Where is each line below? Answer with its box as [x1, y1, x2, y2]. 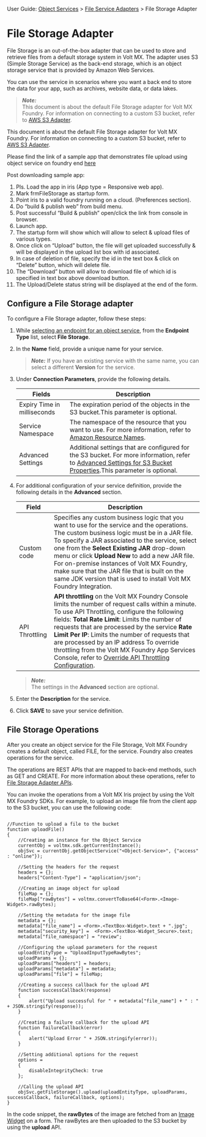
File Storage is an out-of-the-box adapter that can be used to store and [7, 47, 186, 54]
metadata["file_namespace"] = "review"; [18, 934, 122, 940]
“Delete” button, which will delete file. [15, 261, 111, 268]
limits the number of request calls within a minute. [53, 600, 197, 608]
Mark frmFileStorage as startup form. [15, 189, 110, 197]
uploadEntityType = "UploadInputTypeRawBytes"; [18, 950, 141, 956]
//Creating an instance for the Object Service [18, 837, 141, 843]
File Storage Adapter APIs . [7, 779, 74, 786]
